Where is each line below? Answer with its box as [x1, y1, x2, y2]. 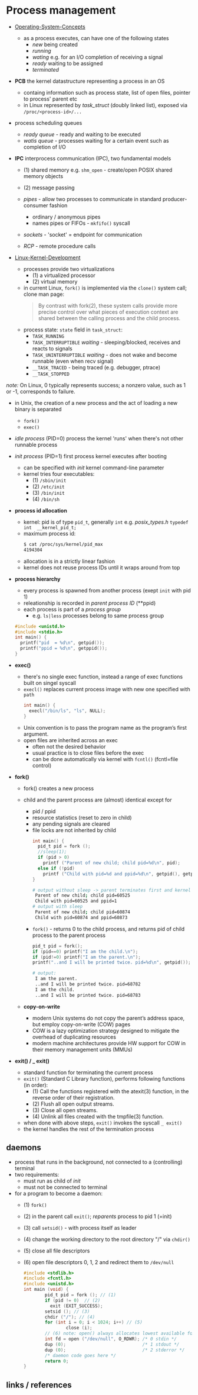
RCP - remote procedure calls [23, 242, 96, 249]
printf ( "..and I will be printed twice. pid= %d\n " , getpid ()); [32, 959, 191, 965]
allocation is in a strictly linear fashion [23, 558, 115, 565]
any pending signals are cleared [32, 820, 110, 827]
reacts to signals [32, 344, 72, 352]
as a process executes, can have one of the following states [23, 34, 169, 41]
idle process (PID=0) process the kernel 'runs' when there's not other [14, 434, 184, 442]
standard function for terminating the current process [23, 1069, 153, 1076]
